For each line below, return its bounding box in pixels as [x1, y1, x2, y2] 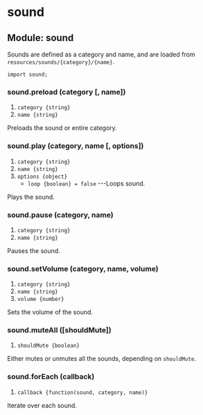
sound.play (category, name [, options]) [7, 141, 144, 151]
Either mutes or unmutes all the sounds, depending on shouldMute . [7, 355, 196, 363]
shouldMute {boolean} [17, 342, 80, 350]
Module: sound [7, 32, 74, 44]
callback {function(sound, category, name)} [17, 389, 148, 396]
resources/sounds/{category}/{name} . [7, 58, 115, 66]
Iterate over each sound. [7, 401, 78, 409]
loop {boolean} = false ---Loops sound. [27, 179, 145, 188]
